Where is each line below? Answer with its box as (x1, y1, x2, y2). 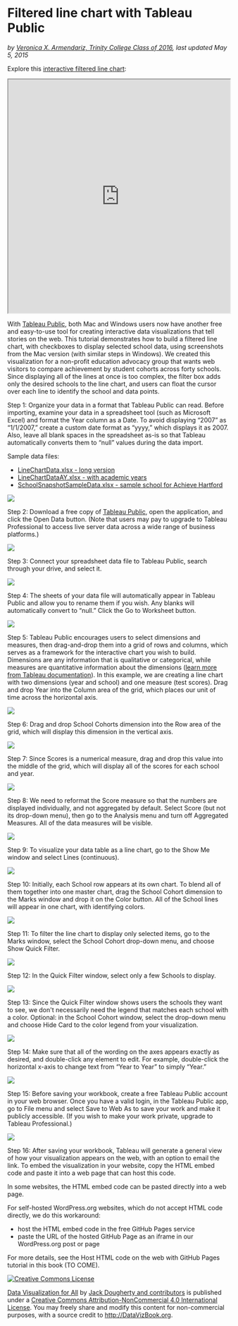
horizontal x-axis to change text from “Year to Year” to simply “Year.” (7, 1062, 207, 1071)
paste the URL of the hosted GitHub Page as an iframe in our (17, 1232, 194, 1241)
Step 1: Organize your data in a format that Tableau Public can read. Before (7, 401, 224, 409)
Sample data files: (7, 451, 60, 460)
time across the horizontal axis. (7, 693, 99, 701)
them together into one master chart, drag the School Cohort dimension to (7, 887, 223, 896)
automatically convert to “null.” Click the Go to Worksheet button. (7, 606, 196, 614)
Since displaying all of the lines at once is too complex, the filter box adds (7, 372, 221, 380)
